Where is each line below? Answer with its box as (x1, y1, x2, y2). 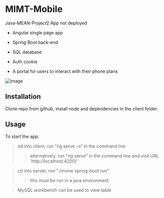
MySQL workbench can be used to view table (17, 187, 111, 193)
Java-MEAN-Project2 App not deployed (5, 20, 87, 26)
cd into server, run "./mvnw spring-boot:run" (17, 168, 109, 174)
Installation (5, 92, 41, 101)
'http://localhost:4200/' (29, 158, 78, 164)
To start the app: (5, 133, 39, 139)
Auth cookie (12, 58, 37, 64)
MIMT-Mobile (5, 3, 63, 15)
